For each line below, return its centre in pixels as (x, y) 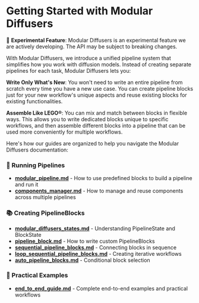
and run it (26, 185)
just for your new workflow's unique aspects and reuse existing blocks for (97, 95)
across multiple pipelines (45, 197)
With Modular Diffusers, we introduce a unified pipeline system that (89, 58)
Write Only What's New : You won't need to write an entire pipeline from (94, 82)
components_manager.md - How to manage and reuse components (99, 191)
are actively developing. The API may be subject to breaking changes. (92, 47)
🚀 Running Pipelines (36, 165)
